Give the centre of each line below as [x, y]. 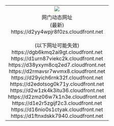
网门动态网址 [57, 17]
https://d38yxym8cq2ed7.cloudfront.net [57, 65]
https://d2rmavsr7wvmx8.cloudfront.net [57, 71]
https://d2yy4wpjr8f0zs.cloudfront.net [57, 32]
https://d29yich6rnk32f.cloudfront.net [57, 78]
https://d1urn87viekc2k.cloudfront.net [57, 58]
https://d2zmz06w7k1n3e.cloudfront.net [57, 96]
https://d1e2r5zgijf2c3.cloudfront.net [57, 103]
